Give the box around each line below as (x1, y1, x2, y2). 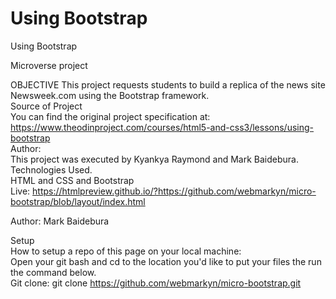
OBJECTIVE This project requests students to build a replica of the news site (10, 78, 326, 91)
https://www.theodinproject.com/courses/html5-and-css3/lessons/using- (10, 121, 315, 133)
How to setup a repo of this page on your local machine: (10, 245, 242, 257)
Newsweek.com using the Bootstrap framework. (10, 89, 210, 101)
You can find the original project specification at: (10, 110, 211, 122)
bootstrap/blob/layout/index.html (10, 195, 146, 207)
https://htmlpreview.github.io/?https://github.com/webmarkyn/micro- (32, 185, 317, 197)
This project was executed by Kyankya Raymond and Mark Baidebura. (10, 153, 299, 165)
